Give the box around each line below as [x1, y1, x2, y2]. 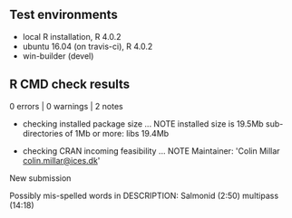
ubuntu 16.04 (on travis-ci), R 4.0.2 [22, 41, 153, 52]
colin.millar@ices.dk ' [22, 155, 101, 166]
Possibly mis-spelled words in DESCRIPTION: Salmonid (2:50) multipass [9, 190, 279, 201]
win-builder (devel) [22, 50, 94, 62]
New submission [9, 172, 72, 184]
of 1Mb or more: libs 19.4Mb [64, 128, 170, 138]
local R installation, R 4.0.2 [22, 31, 122, 42]
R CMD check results [9, 77, 131, 92]
